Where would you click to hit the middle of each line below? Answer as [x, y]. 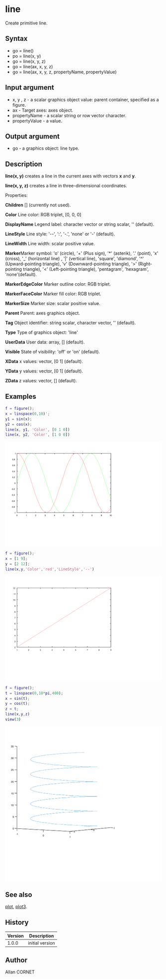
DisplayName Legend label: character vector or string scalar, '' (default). [80, 224]
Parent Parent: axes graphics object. [43, 313]
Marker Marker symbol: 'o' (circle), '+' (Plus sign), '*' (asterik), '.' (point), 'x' [82, 253]
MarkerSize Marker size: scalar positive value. [53, 304]
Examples [21, 397]
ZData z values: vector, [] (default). [41, 381]
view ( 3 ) [13, 719]
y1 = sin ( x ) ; [19, 419]
